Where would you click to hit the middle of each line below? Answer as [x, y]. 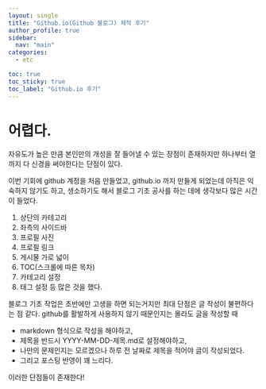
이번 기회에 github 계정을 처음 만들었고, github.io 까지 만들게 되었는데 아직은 [127, 181]
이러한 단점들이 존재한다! [46, 377]
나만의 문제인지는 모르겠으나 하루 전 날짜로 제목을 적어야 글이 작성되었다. [132, 351]
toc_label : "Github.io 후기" [55, 89]
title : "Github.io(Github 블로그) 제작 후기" [79, 23]
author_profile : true [44, 30]
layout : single [33, 15]
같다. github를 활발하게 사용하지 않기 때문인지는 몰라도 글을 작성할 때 [131, 314]
